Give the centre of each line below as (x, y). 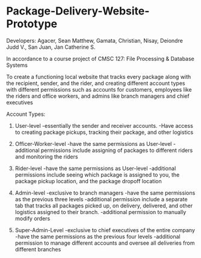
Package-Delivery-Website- (78, 11)
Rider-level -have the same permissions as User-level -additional (95, 168)
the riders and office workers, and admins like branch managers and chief (98, 96)
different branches (38, 249)
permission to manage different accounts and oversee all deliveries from (105, 243)
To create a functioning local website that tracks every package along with (99, 77)
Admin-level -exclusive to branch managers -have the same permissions (105, 193)
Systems (17, 65)
